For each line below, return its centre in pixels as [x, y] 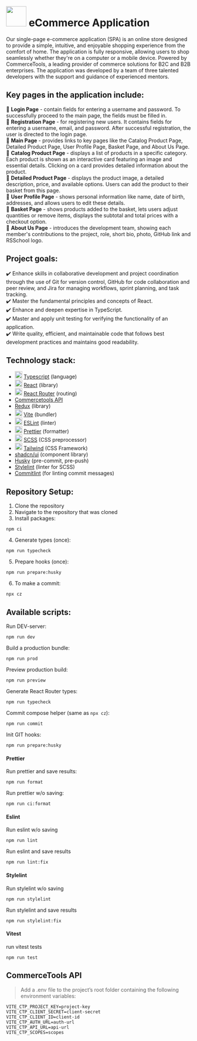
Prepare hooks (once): [42, 562]
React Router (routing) [50, 394]
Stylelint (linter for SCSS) [45, 467]
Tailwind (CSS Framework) [55, 448]
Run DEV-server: [26, 626]
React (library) [41, 385]
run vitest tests [24, 946]
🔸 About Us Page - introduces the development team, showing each [89, 228]
